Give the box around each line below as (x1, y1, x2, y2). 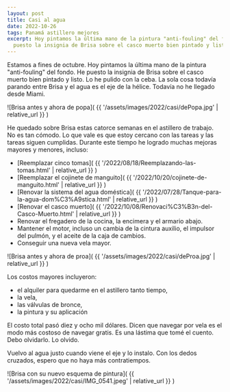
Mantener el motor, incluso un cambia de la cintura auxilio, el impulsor (16, 224, 214, 232)
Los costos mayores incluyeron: (7, 273, 97, 281)
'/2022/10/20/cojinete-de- (133, 173, 207, 182)
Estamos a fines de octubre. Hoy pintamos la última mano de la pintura (7, 61, 207, 69)
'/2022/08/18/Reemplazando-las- (101, 159, 196, 167)
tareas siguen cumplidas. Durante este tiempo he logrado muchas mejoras (7, 138, 217, 146)
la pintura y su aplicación (16, 308, 88, 316)
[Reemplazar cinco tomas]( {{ (16, 159, 101, 167)
